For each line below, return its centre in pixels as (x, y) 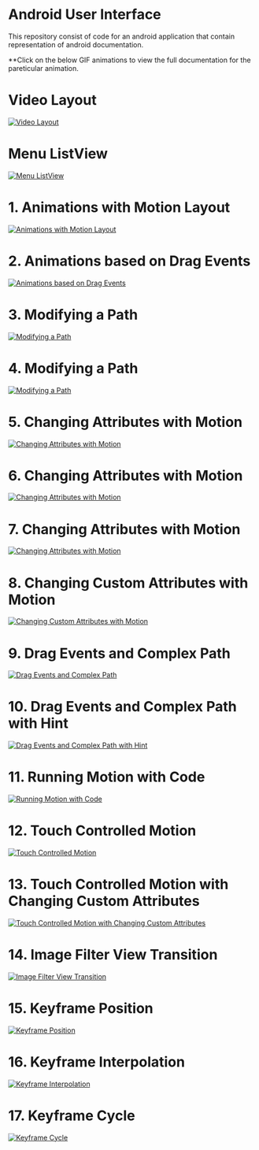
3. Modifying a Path (73, 315)
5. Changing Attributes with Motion (125, 422)
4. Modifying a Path (73, 368)
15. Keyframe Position (81, 1009)
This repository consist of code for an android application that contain (121, 36)
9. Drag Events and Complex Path (119, 653)
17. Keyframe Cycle (72, 1115)
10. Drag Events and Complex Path (123, 707)
